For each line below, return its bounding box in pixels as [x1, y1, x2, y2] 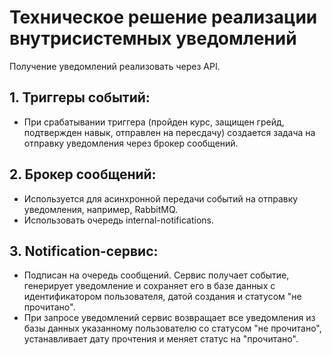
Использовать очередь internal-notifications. [23, 214, 214, 226]
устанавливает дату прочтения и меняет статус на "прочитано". [23, 333, 299, 345]
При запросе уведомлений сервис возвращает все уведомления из [23, 312, 316, 324]
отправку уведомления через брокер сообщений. [23, 137, 239, 149]
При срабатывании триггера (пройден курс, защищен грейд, [23, 116, 285, 128]
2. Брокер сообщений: [9, 166, 157, 183]
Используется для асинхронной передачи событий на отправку [23, 192, 299, 205]
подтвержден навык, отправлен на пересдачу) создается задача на [23, 126, 316, 138]
